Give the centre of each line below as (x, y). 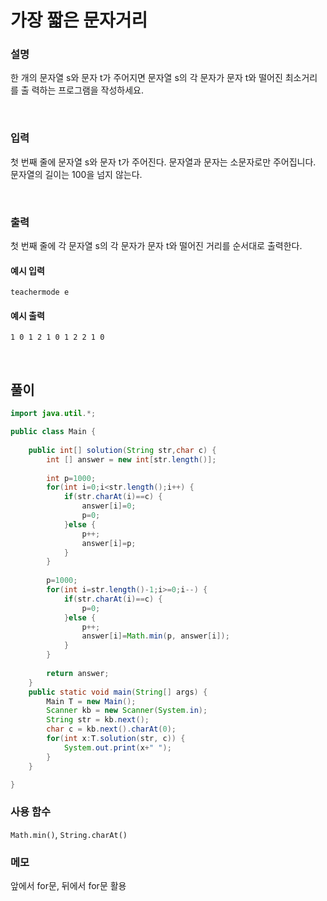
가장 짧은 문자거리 (79, 20)
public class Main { (53, 432)
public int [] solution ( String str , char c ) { (122, 450)
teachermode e (40, 292)
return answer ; (78, 673)
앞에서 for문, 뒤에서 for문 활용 (68, 886)
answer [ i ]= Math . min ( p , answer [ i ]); (155, 636)
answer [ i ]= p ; (109, 543)
